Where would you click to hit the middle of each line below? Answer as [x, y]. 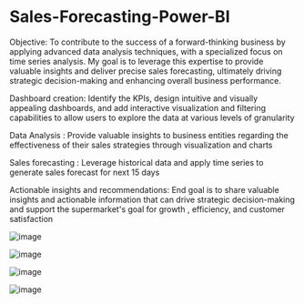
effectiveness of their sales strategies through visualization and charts [141, 145]
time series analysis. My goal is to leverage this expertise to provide [137, 61]
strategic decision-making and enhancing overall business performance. [146, 80]
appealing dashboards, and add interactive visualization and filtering [138, 107]
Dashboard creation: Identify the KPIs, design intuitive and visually [134, 98]
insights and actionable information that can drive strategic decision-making [152, 199]
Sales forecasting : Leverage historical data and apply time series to [137, 162]
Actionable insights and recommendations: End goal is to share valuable [144, 189]
